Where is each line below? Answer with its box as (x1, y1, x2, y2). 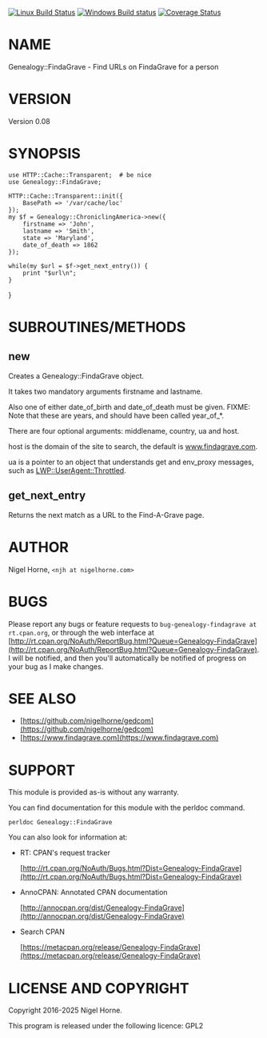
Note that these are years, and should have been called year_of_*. (8, 411, 225, 420)
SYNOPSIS (8, 145, 82, 163)
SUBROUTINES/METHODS (8, 319, 186, 336)
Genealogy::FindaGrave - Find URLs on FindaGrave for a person (8, 62, 219, 71)
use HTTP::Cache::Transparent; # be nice (8, 170, 152, 179)
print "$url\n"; (22, 269, 78, 277)
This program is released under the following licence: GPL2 (8, 1021, 204, 1031)
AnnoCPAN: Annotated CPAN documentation (19, 888, 168, 897)
